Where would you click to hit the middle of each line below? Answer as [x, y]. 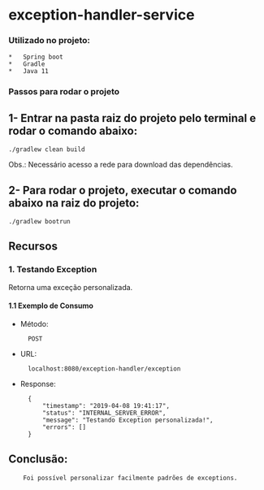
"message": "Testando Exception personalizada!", [128, 420]
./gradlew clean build [47, 150]
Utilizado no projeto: [50, 41]
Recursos [33, 247]
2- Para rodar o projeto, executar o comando [123, 190]
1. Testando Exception [53, 270]
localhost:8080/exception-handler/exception [104, 369]
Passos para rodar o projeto [64, 92]
